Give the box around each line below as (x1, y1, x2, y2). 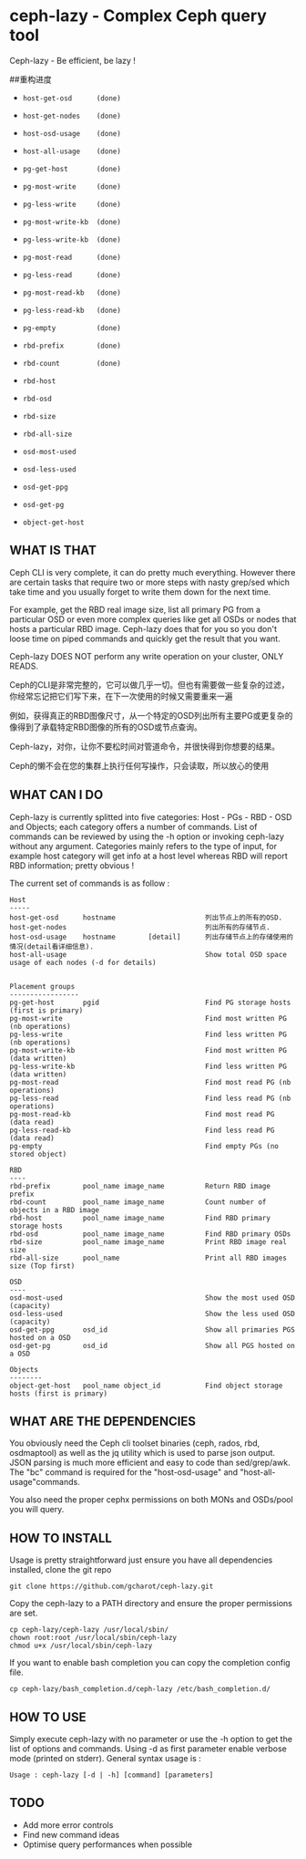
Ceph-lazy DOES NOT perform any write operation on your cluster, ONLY (9, 650, 284, 661)
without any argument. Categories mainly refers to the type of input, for (9, 840, 278, 851)
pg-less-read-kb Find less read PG (9, 1126, 275, 1135)
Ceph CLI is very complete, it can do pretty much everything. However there (9, 566, 296, 577)
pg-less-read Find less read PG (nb (9, 1094, 291, 1103)
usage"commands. (9, 1477, 80, 1488)
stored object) (9, 1149, 67, 1158)
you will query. (9, 1504, 65, 1515)
